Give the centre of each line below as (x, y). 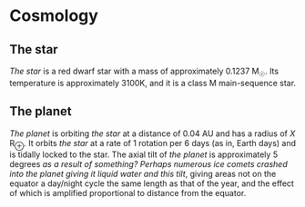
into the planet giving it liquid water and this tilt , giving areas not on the (143, 174)
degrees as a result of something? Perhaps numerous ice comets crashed (149, 164)
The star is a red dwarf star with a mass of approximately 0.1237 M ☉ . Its (144, 72)
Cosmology (54, 16)
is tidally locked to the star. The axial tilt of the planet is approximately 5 (144, 154)
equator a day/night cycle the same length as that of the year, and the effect (152, 183)
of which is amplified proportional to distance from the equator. (128, 193)
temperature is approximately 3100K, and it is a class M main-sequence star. (153, 83)
